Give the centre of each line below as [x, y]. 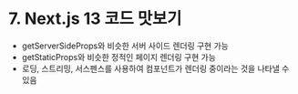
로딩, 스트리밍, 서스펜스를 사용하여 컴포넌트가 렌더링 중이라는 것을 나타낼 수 [155, 68]
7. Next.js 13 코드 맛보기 [95, 19]
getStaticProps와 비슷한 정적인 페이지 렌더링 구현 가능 [118, 57]
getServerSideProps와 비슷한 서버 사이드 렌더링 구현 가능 [125, 46]
